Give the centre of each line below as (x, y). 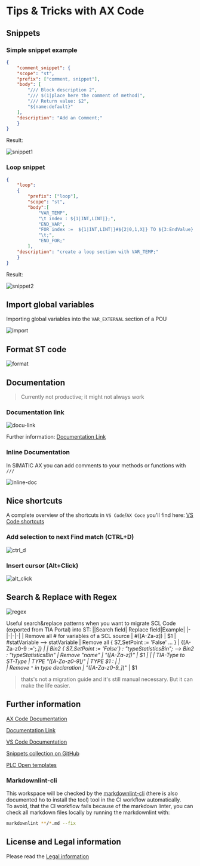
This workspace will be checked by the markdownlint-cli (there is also (92, 793)
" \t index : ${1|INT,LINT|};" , (77, 218)
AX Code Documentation (37, 719)
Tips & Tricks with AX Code (75, 11)
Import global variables (50, 305)
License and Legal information (64, 842)
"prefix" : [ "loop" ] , (53, 196)
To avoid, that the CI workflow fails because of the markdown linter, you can (100, 806)
